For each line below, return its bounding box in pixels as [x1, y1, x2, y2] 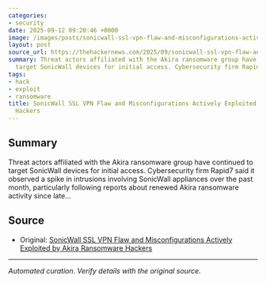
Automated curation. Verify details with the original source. [8, 266, 202, 275]
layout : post [8, 41, 51, 49]
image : [8, 33, 30, 42]
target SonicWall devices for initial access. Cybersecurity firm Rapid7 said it [8, 165, 255, 175]
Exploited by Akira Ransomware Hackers [19, 243, 153, 253]
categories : [8, 11, 47, 20]
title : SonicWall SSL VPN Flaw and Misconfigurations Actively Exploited [8, 100, 257, 108]
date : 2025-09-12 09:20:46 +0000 [8, 26, 119, 34]
